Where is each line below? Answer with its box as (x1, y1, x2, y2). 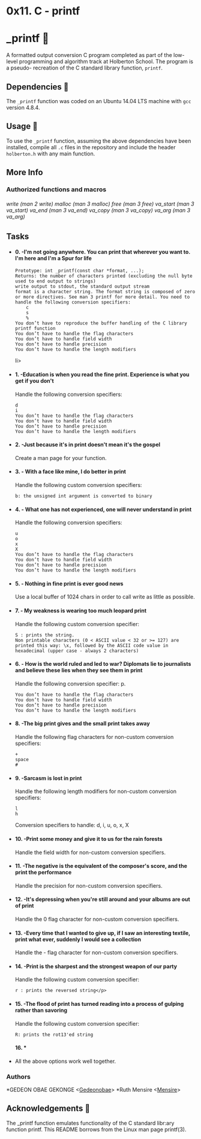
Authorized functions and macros (6, 185, 107, 194)
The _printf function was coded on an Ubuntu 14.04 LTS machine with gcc (6, 97, 191, 104)
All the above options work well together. (14, 1057, 116, 1065)
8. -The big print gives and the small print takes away (14, 720, 150, 727)
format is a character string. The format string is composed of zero (14, 289, 196, 295)
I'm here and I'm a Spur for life (14, 254, 92, 262)
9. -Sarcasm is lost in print (14, 774, 82, 782)
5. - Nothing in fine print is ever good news (14, 580, 124, 587)
